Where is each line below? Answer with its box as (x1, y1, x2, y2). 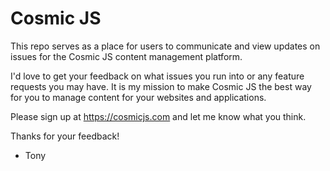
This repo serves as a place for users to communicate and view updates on (10, 40, 321, 52)
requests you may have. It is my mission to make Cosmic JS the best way (10, 80, 312, 92)
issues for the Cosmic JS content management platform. (10, 50, 243, 62)
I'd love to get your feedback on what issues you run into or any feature (10, 70, 305, 82)
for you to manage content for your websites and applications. (10, 91, 267, 103)
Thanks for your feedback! (10, 130, 120, 142)
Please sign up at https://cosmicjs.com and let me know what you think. (10, 110, 307, 122)
